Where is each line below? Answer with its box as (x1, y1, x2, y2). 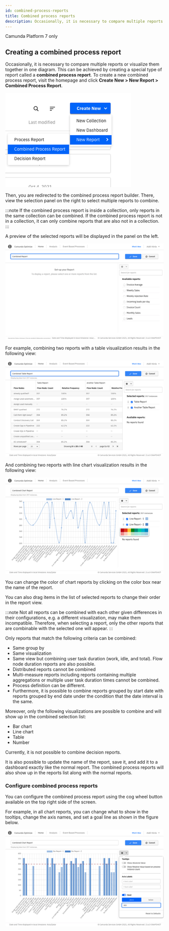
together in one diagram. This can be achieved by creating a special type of (5, 67, 162, 73)
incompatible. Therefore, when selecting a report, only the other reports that (5, 620, 163, 626)
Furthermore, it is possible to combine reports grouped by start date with (12, 688, 163, 694)
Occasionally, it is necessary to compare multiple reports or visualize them (5, 61, 160, 68)
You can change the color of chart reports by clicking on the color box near (5, 579, 161, 585)
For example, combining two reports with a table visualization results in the (5, 345, 160, 351)
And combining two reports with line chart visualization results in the (5, 462, 147, 468)
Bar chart (12, 723, 32, 729)
